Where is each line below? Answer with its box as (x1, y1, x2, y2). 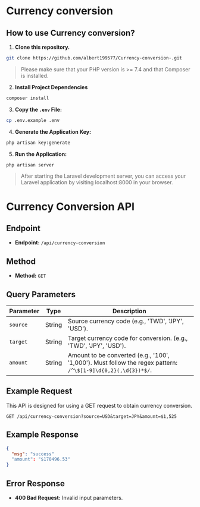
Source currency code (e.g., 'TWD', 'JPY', (67, 317, 185, 325)
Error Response (6, 478, 65, 489)
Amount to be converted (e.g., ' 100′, (67, 351, 170, 359)
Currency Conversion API (6, 200, 135, 213)
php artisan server (6, 162, 55, 168)
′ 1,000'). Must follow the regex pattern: (67, 358, 177, 367)
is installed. (20, 72, 49, 79)
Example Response (6, 430, 79, 440)
